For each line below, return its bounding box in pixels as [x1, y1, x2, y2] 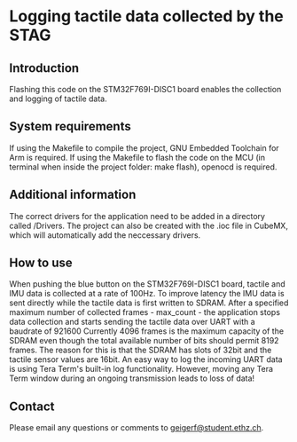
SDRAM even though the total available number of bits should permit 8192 [9, 335, 279, 346]
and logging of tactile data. [9, 93, 108, 104]
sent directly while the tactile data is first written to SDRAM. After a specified [9, 297, 289, 308]
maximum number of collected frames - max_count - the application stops [9, 307, 281, 318]
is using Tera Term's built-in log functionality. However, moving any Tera [9, 364, 273, 375]
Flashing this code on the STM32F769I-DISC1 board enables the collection [9, 84, 282, 94]
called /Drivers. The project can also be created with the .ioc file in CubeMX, [9, 220, 288, 231]
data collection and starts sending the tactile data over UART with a [9, 317, 255, 328]
